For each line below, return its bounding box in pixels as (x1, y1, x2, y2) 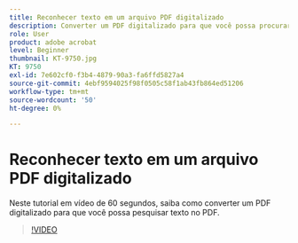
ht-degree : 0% (9, 104, 62, 113)
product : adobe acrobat (9, 37, 98, 47)
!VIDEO (30, 224, 58, 235)
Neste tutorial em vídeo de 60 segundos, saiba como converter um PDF (9, 198, 271, 208)
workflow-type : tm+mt (9, 87, 90, 96)
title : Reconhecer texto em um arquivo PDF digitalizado (9, 12, 224, 22)
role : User (9, 29, 50, 38)
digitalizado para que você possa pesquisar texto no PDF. (9, 208, 220, 218)
